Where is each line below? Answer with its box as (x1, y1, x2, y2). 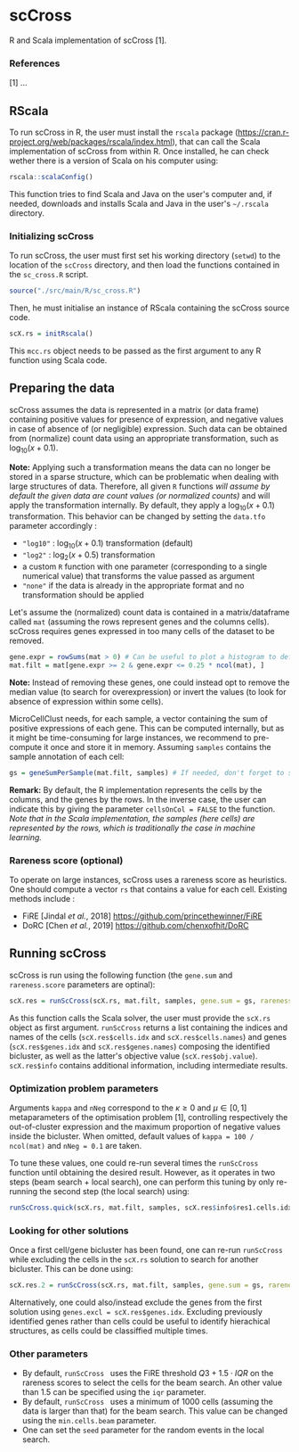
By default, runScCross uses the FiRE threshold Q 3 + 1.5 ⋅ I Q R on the (21, 1368, 274, 1379)
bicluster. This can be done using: (9, 1264, 133, 1275)
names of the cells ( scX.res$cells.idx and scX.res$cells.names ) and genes (9, 1031, 287, 1042)
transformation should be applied (21, 590, 144, 600)
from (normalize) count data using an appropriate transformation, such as (9, 433, 279, 443)
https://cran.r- (237, 127, 289, 138)
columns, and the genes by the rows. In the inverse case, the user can (9, 794, 267, 804)
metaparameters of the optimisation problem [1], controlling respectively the (9, 1111, 288, 1122)
